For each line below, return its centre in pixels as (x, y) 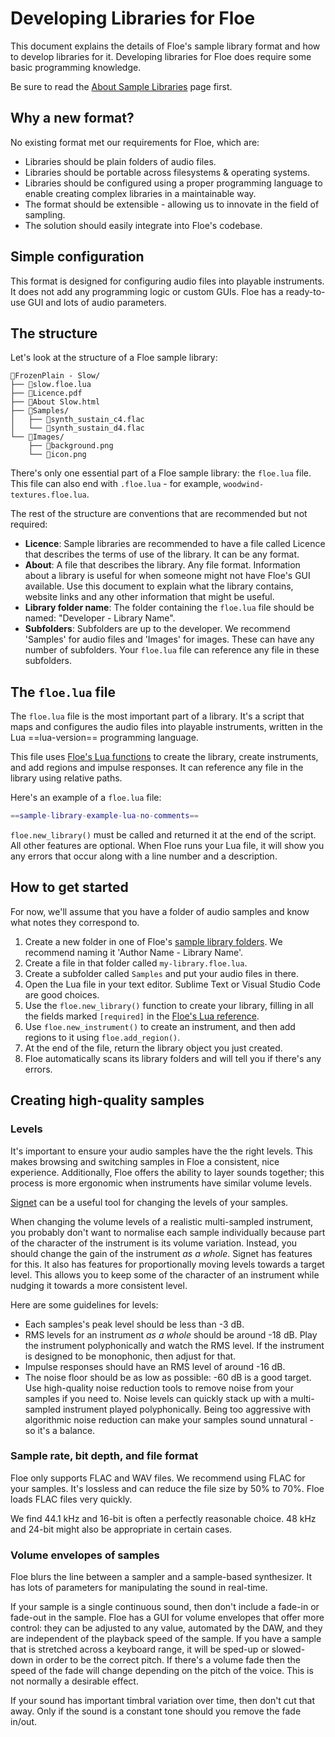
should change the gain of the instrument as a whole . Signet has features (161, 1253)
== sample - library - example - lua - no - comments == (104, 816)
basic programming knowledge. (76, 67)
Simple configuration (77, 257)
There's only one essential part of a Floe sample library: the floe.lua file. (161, 473)
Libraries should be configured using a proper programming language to (173, 183)
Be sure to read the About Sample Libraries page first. (121, 86)
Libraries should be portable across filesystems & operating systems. (167, 172)
